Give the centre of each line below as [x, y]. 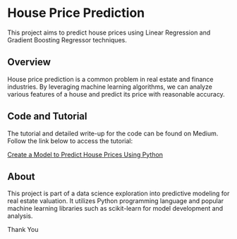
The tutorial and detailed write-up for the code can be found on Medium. [113, 133]
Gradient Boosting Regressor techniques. [67, 39]
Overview [29, 62]
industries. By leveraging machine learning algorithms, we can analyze [110, 87]
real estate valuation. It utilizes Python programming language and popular [116, 201]
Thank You [23, 230]
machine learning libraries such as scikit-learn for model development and [115, 209]
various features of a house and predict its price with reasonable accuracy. [116, 94]
